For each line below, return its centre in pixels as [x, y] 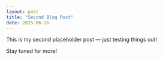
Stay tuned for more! [32, 51]
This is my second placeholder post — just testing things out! [82, 40]
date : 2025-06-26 [28, 23]
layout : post [22, 12]
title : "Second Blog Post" [40, 17]
